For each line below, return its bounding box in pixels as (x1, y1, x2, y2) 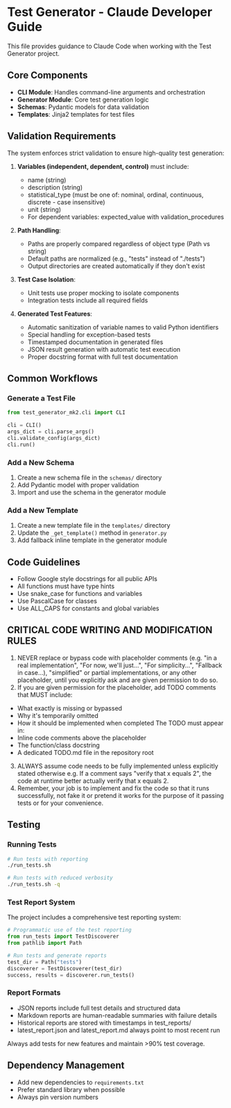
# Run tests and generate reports (7, 952, 108, 959)
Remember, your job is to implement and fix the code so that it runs (17, 783, 209, 792)
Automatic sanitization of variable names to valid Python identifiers (27, 323, 219, 331)
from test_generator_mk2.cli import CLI (7, 409, 126, 416)
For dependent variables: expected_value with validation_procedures (27, 213, 224, 221)
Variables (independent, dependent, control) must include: (17, 162, 189, 170)
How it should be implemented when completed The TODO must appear (17, 719, 224, 727)
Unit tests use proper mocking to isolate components (27, 288, 180, 297)
